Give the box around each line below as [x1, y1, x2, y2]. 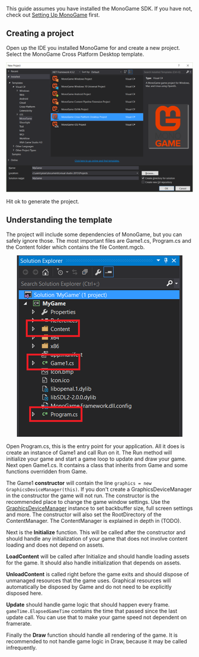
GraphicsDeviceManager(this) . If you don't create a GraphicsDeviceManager [6, 485, 192, 493]
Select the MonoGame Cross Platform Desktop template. [6, 50, 145, 58]
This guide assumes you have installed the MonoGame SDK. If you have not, [6, 5, 192, 12]
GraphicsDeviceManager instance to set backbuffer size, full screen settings [6, 504, 193, 512]
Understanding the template [6, 215, 113, 225]
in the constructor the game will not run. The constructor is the [6, 492, 159, 499]
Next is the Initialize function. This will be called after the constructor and [6, 528, 185, 536]
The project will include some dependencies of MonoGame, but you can [6, 231, 182, 238]
